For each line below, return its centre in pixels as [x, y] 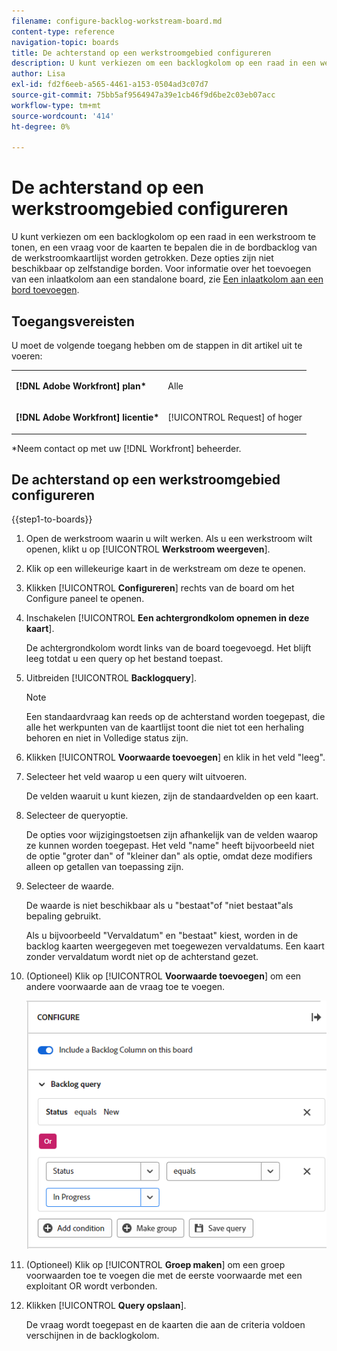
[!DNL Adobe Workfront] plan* [81, 386]
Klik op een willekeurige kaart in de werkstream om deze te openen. [165, 569]
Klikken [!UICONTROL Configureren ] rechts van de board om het [160, 588]
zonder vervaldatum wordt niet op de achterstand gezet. [142, 957]
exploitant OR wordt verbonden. [91, 1286]
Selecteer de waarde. [70, 886]
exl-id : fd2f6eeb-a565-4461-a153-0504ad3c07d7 [110, 85]
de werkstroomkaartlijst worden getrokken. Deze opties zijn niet [142, 258]
